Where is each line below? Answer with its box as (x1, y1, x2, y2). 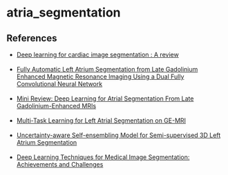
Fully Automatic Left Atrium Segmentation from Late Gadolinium (16, 65, 198, 73)
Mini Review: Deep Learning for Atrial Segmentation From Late (16, 94, 194, 103)
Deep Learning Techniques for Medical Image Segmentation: (16, 153, 190, 161)
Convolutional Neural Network (16, 80, 103, 87)
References (6, 32, 57, 44)
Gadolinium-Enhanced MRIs (16, 102, 97, 110)
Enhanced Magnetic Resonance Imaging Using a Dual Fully (16, 72, 184, 81)
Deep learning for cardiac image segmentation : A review (16, 50, 179, 59)
